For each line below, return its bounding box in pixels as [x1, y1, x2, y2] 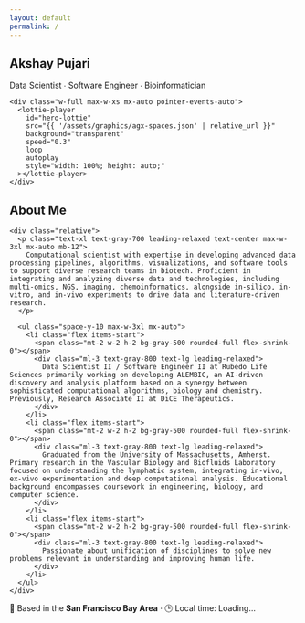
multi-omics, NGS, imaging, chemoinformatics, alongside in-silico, [9, 282, 276, 292]
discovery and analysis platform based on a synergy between [9, 378, 247, 388]
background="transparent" [26, 130, 125, 139]
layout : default [9, 13, 71, 23]
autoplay [26, 153, 59, 163]
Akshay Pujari [9, 56, 91, 71]
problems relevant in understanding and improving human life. [9, 554, 256, 564]
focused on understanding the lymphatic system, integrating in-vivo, [9, 467, 284, 476]
